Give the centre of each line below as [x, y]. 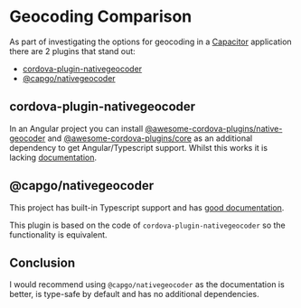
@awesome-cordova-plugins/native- [214, 128]
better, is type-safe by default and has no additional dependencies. [134, 294]
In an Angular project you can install [76, 128]
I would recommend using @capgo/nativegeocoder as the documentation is [147, 285]
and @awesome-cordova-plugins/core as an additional [150, 138]
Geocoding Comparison [101, 17]
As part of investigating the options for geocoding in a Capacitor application [150, 42]
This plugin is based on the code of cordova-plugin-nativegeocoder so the [148, 225]
